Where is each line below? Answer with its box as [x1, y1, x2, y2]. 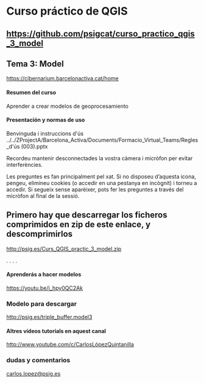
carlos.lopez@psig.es [6, 370, 61, 377]
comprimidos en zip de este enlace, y [6, 219, 151, 230]
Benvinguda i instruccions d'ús [6, 130, 84, 137]
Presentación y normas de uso [6, 116, 85, 124]
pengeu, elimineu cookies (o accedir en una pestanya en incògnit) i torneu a [6, 179, 197, 186]
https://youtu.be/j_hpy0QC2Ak [6, 284, 83, 292]
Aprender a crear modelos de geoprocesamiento [6, 102, 129, 110]
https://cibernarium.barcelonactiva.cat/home [6, 75, 119, 82]
